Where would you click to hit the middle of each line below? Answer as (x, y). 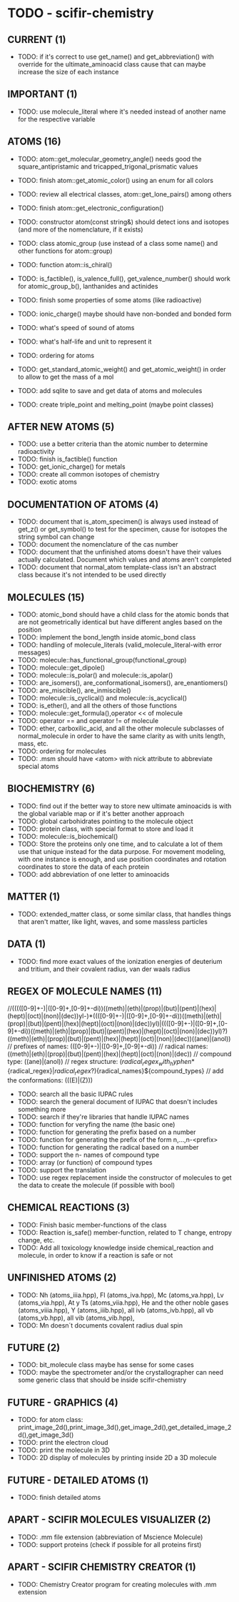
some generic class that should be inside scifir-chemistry (102, 1380)
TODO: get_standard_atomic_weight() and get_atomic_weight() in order (122, 369)
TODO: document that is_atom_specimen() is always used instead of (118, 522)
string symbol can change (56, 537)
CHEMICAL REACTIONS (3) (69, 1208)
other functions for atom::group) (65, 251)
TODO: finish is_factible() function (67, 459)
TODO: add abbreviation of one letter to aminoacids (93, 874)
